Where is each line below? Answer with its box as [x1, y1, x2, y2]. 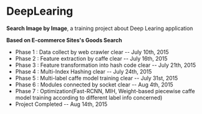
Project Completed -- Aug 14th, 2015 [15, 100, 108, 108]
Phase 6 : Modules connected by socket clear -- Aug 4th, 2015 [15, 81, 174, 88]
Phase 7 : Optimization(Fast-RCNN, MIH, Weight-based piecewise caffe [15, 87, 195, 94]
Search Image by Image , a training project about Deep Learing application [6, 25, 193, 32]
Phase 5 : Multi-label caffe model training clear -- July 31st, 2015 [15, 74, 178, 82]
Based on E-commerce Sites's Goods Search [6, 36, 122, 44]
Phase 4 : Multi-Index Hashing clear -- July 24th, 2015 [15, 67, 153, 75]
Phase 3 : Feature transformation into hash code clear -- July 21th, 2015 [15, 61, 197, 69]
